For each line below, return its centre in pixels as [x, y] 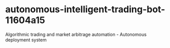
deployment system [26, 40]
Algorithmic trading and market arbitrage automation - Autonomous [76, 34]
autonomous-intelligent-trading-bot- [85, 9]
